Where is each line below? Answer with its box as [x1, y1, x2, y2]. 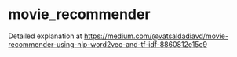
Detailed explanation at [8, 31, 82, 41]
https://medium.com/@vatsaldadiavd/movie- [83, 31, 229, 41]
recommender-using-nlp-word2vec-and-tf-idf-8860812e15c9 [8, 39, 208, 48]
